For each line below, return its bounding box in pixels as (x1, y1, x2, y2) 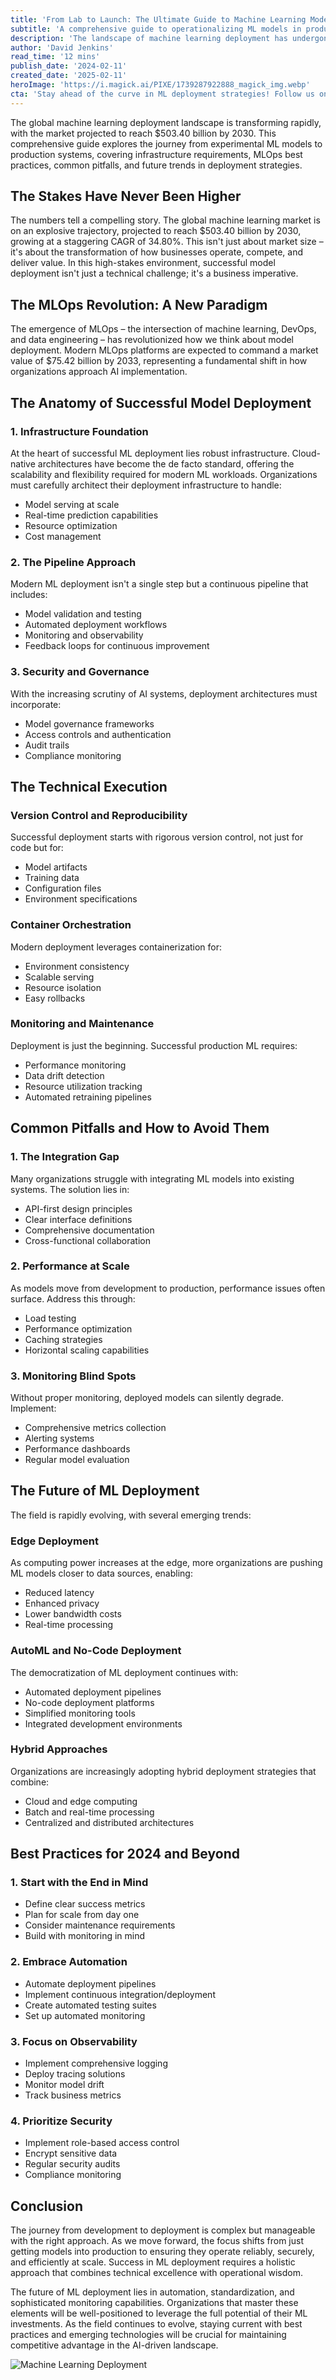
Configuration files (24, 882, 102, 895)
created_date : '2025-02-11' (10, 71, 128, 81)
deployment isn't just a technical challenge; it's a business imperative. (10, 267, 299, 280)
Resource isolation (24, 981, 102, 993)
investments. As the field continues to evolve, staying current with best (10, 2318, 303, 2330)
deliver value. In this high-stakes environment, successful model (10, 257, 276, 269)
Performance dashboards (24, 1443, 131, 1455)
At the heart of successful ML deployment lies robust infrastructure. (10, 447, 290, 459)
